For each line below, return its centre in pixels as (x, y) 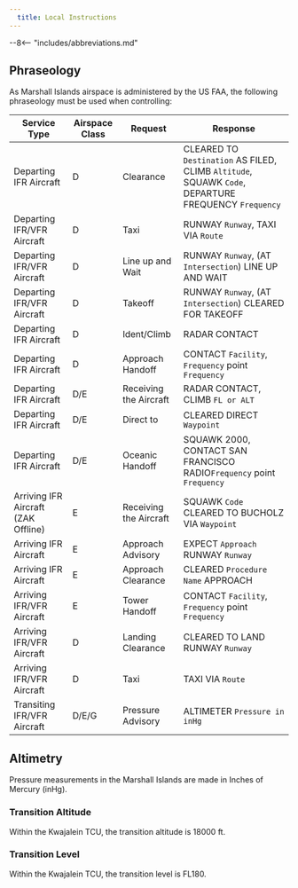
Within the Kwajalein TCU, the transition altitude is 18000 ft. (118, 831)
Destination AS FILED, (230, 161)
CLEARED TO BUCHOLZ (233, 513)
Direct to (141, 420)
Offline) (30, 530)
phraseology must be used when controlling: (91, 101)
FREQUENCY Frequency (232, 205)
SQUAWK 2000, (217, 440)
